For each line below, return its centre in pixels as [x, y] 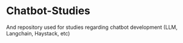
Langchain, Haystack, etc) [38, 33]
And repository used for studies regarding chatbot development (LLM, [92, 27]
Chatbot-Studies [48, 11]
